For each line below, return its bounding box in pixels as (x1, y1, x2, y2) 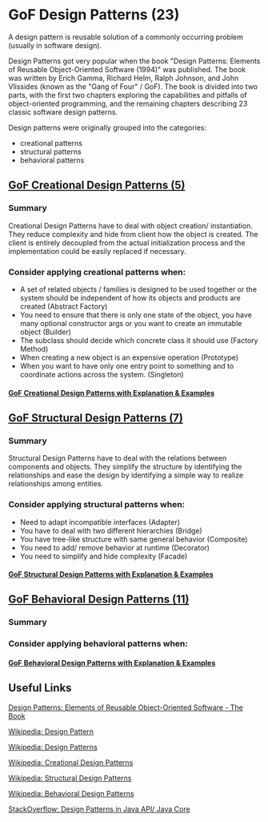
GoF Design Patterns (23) (8, 6, 180, 24)
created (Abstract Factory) (19, 301, 108, 311)
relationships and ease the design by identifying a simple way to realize (8, 470, 244, 480)
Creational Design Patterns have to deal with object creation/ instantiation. (8, 220, 254, 230)
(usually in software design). (8, 40, 102, 50)
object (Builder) (19, 327, 72, 336)
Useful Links (8, 681, 72, 695)
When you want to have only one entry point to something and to (19, 361, 234, 370)
